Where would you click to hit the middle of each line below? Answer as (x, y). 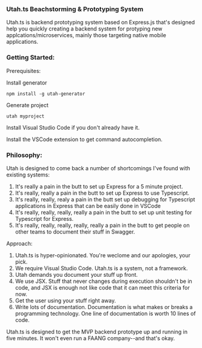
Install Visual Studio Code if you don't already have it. (73, 127)
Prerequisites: (24, 71)
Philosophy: (24, 155)
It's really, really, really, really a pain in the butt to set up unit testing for (103, 212)
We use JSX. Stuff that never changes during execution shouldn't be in (103, 281)
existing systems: (28, 175)
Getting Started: (31, 58)
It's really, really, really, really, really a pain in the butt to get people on (102, 225)
